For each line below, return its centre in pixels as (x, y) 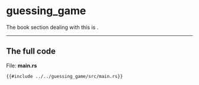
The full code (31, 51)
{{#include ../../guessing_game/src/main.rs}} (65, 76)
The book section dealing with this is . (52, 27)
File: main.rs (22, 66)
